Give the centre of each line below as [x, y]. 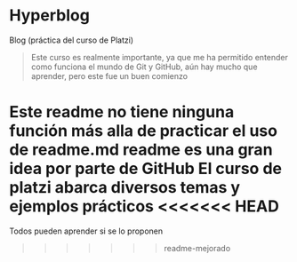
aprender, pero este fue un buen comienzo [109, 75]
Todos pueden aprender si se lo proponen [86, 231]
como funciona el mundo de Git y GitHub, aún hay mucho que [144, 67]
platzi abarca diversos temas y [125, 188]
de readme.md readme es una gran [141, 150]
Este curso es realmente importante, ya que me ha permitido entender [160, 57]
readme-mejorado [197, 248]
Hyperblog [50, 16]
